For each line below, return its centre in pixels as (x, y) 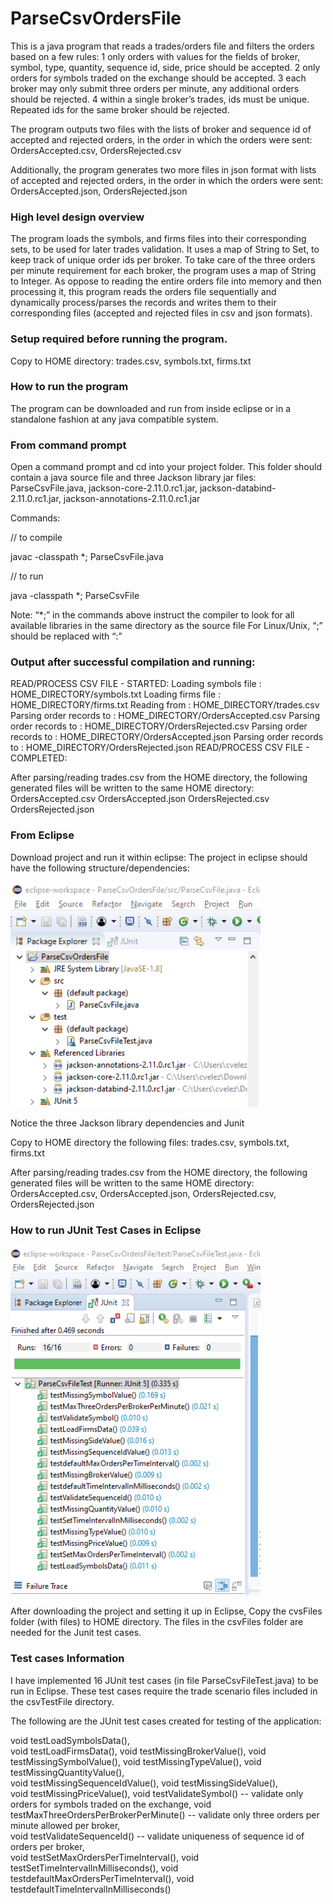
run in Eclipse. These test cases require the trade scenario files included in (164, 1691)
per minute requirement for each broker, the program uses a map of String (163, 271)
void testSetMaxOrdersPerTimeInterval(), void (105, 1857)
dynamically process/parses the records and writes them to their (143, 303)
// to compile (36, 538)
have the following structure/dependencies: (100, 868)
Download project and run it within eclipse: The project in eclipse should (159, 857)
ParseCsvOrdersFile (96, 18)
